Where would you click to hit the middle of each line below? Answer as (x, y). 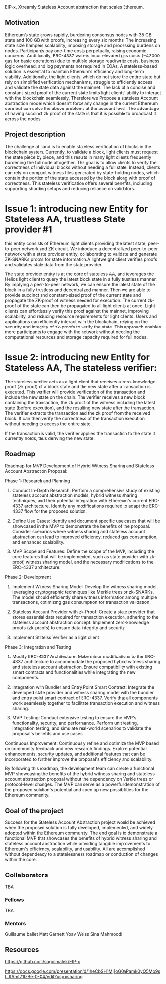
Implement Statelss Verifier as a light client (56, 637)
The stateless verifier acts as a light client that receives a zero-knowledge (80, 382)
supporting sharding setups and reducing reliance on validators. (70, 188)
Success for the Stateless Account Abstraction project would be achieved (80, 822)
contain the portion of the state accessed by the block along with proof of (80, 178)
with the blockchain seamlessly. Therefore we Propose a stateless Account (82, 98)
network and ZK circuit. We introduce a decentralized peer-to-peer (90, 248)
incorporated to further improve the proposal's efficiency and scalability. (79, 759)
